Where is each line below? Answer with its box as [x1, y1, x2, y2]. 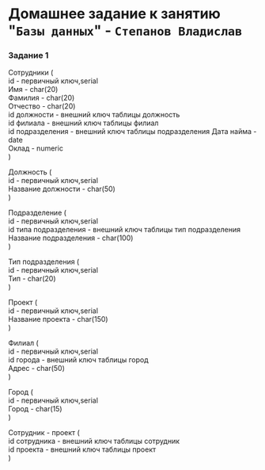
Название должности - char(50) [8, 184, 116, 194]
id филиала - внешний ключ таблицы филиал [8, 118, 159, 128]
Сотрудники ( [8, 68, 54, 78]
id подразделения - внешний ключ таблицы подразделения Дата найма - [8, 127, 257, 136]
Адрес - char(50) [8, 364, 66, 373]
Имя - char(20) [8, 85, 59, 94]
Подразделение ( [8, 208, 67, 218]
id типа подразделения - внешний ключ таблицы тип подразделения [8, 225, 241, 235]
